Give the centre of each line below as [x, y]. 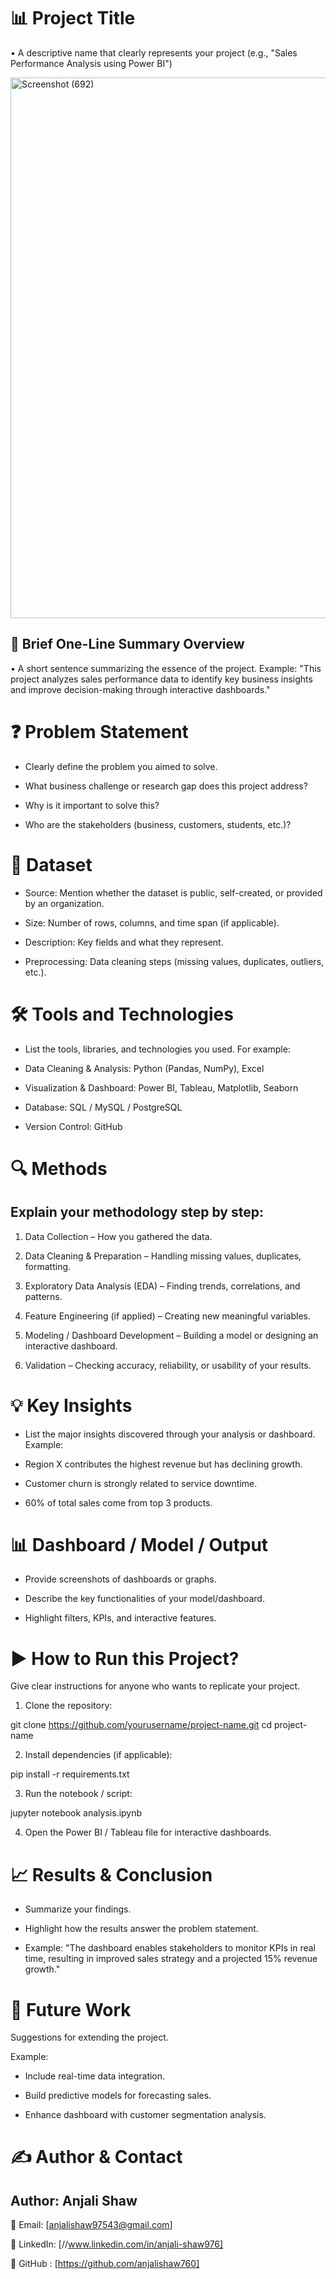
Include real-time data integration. [95, 2076]
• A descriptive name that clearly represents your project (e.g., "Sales [154, 52]
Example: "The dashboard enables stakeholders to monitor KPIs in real [170, 1948]
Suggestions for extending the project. [89, 2037]
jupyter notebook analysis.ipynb [76, 1813]
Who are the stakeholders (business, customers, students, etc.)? [158, 824]
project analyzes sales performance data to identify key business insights [161, 679]
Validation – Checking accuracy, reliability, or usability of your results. [168, 1365]
